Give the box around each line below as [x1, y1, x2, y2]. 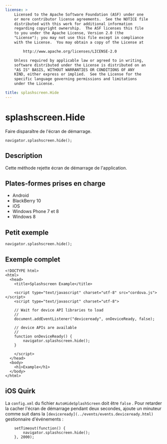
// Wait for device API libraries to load [14, 307, 104, 312]
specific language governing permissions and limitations [14, 76, 137, 81]
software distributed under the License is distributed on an [14, 62, 146, 67]
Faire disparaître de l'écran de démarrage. [5, 128, 92, 134]
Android [12, 192, 29, 198]
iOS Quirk [5, 387, 36, 395]
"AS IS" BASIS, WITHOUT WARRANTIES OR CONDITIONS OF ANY [14, 67, 135, 72]
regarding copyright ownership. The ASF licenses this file [14, 26, 144, 31]
